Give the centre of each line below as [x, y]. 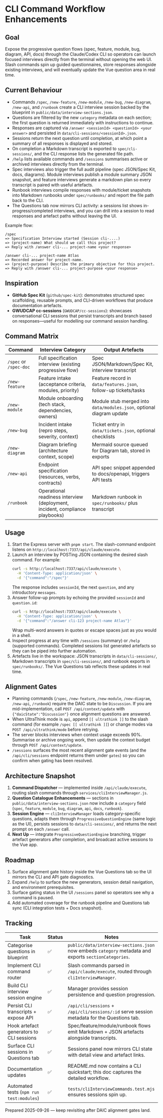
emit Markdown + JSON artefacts [106, 1032]
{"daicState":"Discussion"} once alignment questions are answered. [81, 714]
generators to [23, 1032]
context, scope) [56, 457]
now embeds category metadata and [109, 950]
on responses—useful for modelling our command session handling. [80, 321]
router [15, 977]
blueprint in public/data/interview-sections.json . [63, 112]
